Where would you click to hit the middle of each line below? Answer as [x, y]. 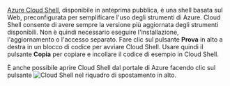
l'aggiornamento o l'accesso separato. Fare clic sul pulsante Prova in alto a [115, 40]
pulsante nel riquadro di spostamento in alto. [92, 75]
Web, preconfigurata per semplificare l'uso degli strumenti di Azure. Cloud [114, 17]
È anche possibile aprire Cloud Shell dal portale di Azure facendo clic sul [112, 68]
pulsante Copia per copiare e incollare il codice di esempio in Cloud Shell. [113, 54]
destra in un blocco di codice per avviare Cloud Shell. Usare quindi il [105, 47]
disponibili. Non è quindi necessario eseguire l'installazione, [93, 32]
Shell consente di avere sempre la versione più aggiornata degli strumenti [113, 25]
